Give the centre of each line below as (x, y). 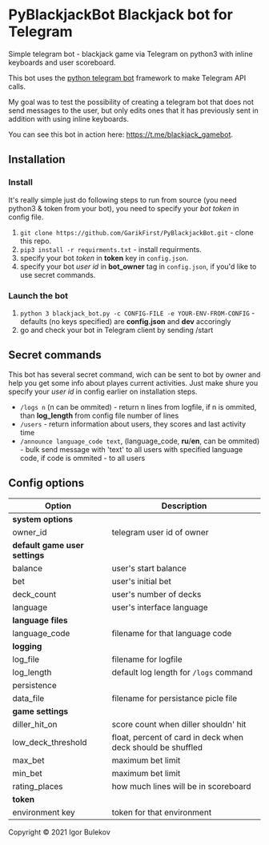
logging (27, 646)
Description (184, 506)
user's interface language (160, 607)
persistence (35, 685)
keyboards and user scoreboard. (62, 62)
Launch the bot (38, 295)
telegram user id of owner (160, 532)
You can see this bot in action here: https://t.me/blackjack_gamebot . (121, 134)
